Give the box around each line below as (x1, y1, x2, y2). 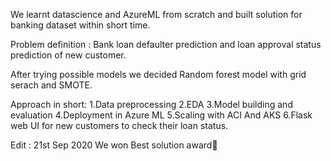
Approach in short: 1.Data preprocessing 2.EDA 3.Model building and (10, 99, 293, 110)
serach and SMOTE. (10, 79, 93, 91)
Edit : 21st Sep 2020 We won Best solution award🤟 (10, 139, 218, 151)
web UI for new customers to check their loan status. (10, 120, 229, 131)
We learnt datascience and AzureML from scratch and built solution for (10, 9, 303, 20)
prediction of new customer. (10, 49, 127, 61)
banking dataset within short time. (10, 19, 151, 31)
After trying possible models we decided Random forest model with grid (10, 69, 307, 80)
